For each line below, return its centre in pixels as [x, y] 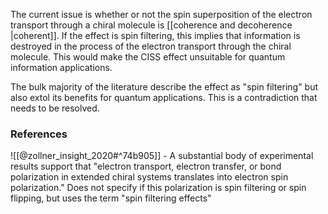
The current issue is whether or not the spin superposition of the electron [161, 14]
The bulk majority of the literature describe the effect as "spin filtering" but [164, 87]
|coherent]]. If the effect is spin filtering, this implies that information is [155, 35]
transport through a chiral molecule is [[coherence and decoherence [151, 25]
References [39, 134]
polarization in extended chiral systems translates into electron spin [149, 177]
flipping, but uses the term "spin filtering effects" [111, 198]
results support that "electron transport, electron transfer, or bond [146, 166]
